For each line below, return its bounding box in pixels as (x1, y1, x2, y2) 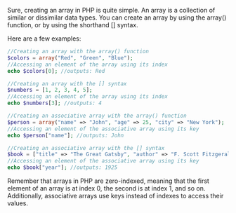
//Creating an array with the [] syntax (7, 80, 128, 87)
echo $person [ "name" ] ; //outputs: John (7, 132, 124, 139)
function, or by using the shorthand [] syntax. (7, 21, 138, 29)
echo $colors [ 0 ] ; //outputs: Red (7, 67, 105, 74)
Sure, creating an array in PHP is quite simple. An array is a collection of (7, 6, 216, 14)
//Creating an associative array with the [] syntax (7, 144, 165, 151)
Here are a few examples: (7, 34, 81, 43)
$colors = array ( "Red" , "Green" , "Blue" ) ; (7, 54, 133, 62)
